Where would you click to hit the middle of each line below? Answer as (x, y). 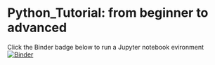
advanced (37, 28)
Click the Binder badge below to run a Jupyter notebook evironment (106, 47)
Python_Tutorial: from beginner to (108, 13)
